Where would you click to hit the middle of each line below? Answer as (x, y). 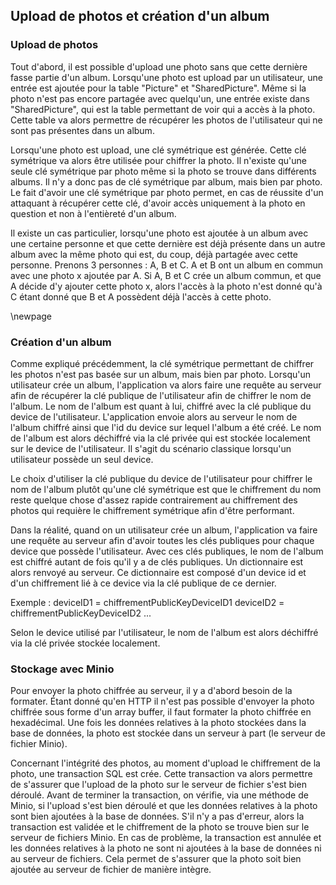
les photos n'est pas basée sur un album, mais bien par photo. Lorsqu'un (161, 374)
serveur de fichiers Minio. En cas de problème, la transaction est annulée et (166, 838)
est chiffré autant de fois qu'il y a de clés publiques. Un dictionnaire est (157, 561)
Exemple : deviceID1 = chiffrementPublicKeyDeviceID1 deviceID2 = (147, 602)
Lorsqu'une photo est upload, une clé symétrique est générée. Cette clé (158, 150)
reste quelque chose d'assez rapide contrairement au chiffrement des (154, 500)
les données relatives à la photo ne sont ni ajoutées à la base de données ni (166, 848)
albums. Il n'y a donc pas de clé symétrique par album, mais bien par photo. (166, 181)
